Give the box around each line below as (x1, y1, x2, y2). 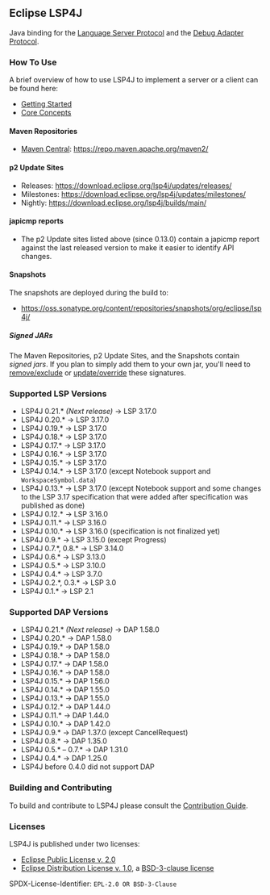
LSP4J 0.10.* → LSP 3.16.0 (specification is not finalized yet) (20, 526, 221, 536)
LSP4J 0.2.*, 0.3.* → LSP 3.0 (20, 578, 117, 588)
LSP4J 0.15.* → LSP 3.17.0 (20, 458, 107, 467)
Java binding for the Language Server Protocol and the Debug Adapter (9, 27, 244, 37)
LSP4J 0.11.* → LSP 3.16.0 (20, 518, 107, 528)
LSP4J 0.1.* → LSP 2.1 (20, 587, 93, 596)
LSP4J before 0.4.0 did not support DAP (20, 762, 156, 772)
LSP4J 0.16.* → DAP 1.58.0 (20, 667, 110, 677)
